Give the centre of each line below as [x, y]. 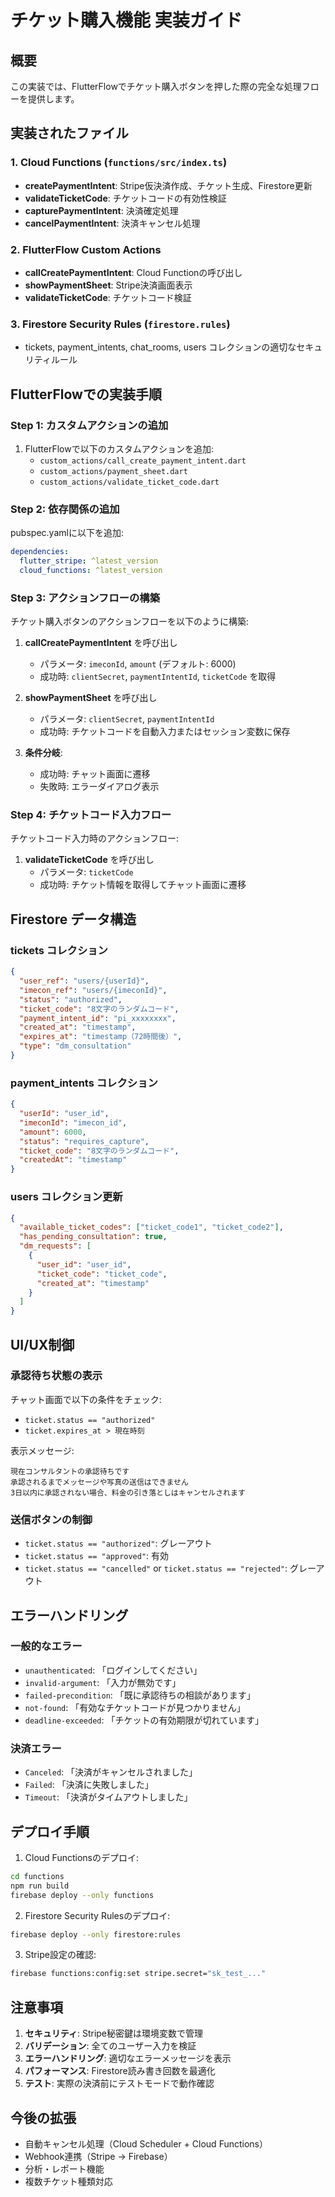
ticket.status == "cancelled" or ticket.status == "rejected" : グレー [170, 1568]
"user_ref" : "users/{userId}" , [84, 981]
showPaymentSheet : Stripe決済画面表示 [108, 285]
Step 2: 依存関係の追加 [65, 509]
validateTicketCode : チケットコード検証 [108, 297]
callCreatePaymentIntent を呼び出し [101, 643]
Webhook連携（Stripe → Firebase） [98, 2156]
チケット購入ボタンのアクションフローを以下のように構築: [129, 622]
